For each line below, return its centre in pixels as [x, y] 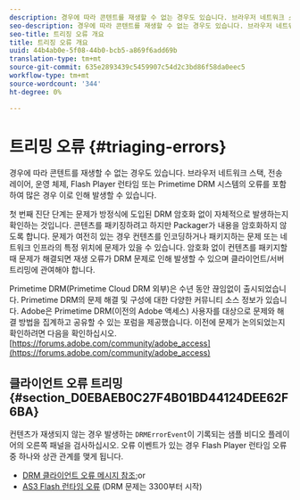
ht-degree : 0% [36, 92]
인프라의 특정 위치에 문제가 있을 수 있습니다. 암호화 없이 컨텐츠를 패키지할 [160, 248]
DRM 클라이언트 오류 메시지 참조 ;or [83, 475]
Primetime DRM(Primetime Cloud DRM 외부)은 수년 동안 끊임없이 [125, 289]
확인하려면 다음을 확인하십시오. [63, 333]
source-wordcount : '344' [55, 84]
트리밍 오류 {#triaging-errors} [118, 147]
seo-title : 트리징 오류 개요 [57, 34]
